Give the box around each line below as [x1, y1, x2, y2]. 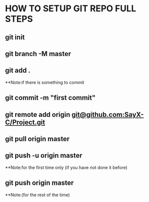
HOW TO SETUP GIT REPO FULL [5, 3, 136, 14]
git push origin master [5, 179, 74, 187]
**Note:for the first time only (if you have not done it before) [5, 164, 127, 170]
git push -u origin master [5, 151, 82, 160]
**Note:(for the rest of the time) [5, 192, 70, 198]
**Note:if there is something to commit [5, 79, 84, 85]
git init [5, 33, 25, 41]
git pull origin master [5, 135, 70, 143]
